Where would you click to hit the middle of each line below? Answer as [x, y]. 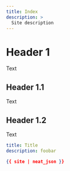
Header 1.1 [25, 87]
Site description [33, 23]
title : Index [22, 12]
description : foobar [31, 151]
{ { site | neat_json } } [35, 161]
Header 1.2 [26, 120]
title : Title [22, 145]
